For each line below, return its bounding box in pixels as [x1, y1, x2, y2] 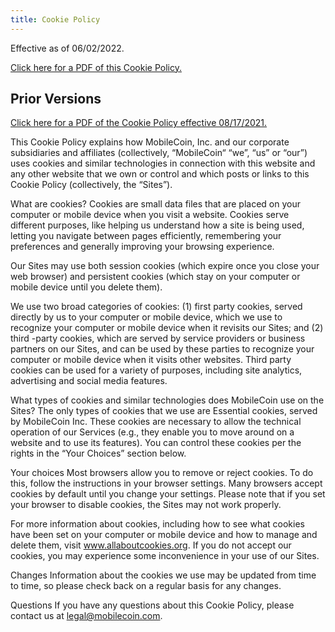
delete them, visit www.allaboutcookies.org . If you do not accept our [10, 539, 292, 551]
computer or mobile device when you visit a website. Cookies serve [10, 209, 290, 221]
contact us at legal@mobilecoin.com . [10, 610, 163, 622]
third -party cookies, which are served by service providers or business [10, 332, 306, 345]
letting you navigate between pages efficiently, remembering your [10, 230, 282, 242]
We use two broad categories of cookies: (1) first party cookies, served [10, 301, 303, 313]
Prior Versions [10, 91, 102, 108]
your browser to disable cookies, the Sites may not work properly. [10, 499, 282, 511]
